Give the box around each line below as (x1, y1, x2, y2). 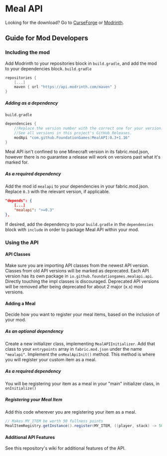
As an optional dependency (5, 328, 64, 334)
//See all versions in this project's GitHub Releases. (14, 130, 133, 135)
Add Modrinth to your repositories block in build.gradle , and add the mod (5, 60, 157, 66)
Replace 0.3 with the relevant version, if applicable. (5, 189, 110, 195)
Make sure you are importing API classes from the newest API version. (5, 262, 149, 268)
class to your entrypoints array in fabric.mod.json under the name (5, 346, 142, 352)
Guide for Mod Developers (5, 34, 88, 42)
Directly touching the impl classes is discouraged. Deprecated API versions (5, 278, 159, 284)
